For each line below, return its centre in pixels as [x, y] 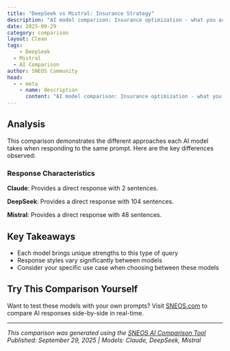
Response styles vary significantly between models [90, 260]
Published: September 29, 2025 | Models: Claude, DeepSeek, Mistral [104, 340]
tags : [15, 45]
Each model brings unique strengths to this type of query [98, 253]
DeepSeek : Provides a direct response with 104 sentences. [91, 202]
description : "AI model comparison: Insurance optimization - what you [111, 20]
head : [15, 77]
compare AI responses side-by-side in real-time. [75, 313]
